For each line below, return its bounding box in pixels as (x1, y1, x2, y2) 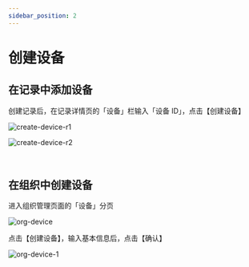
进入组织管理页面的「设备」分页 (8, 201, 114, 211)
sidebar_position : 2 (8, 11, 78, 20)
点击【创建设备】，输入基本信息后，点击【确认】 (8, 233, 167, 243)
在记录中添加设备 (8, 83, 93, 97)
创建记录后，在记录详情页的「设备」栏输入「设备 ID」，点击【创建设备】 (8, 106, 246, 115)
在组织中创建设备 (8, 178, 93, 192)
